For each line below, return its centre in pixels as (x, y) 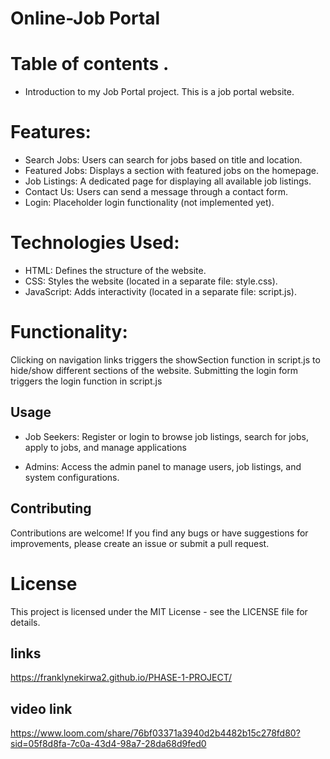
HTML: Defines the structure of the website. (115, 270)
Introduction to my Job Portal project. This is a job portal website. (159, 92)
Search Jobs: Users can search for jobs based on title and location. (163, 160)
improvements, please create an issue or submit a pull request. (140, 543)
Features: (51, 132)
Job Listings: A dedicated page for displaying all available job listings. (168, 181)
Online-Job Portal (85, 18)
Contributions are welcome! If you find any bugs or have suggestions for (159, 533)
